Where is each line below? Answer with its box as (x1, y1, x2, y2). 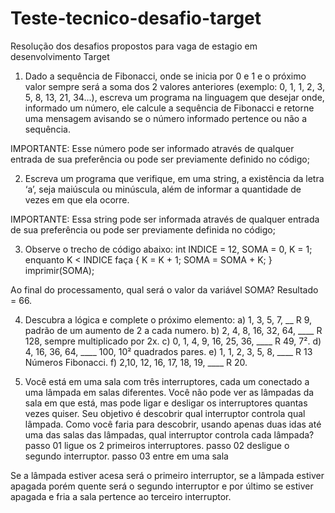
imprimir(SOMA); (24, 264, 95, 276)
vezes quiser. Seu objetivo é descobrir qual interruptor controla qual (24, 407, 306, 419)
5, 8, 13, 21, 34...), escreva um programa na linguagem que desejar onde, (24, 91, 325, 103)
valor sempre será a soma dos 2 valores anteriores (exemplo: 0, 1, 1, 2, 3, (24, 80, 325, 92)
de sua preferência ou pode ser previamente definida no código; (10, 223, 276, 236)
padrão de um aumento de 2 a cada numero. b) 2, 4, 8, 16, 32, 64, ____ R (24, 324, 323, 336)
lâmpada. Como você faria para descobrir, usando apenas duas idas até (24, 418, 322, 430)
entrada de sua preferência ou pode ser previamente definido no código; (10, 153, 310, 165)
